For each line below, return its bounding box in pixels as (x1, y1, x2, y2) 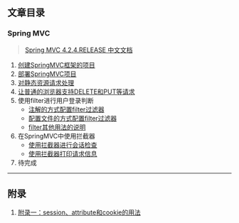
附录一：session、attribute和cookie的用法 (17, 208, 141, 217)
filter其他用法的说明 (28, 123, 86, 131)
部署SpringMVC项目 (17, 70, 77, 78)
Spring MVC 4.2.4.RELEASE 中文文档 (24, 45, 133, 54)
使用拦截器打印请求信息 (28, 149, 97, 158)
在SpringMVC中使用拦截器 (17, 131, 96, 140)
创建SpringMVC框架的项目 (17, 60, 96, 69)
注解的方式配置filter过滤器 (28, 105, 105, 114)
